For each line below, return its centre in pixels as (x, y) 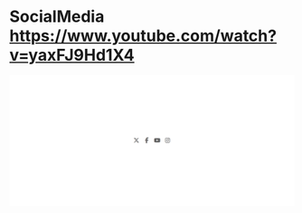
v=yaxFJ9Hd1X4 (72, 55)
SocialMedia (57, 17)
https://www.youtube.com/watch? (143, 36)
